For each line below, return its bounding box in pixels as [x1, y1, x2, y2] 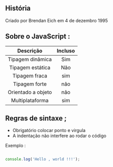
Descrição [17, 47, 43, 54]
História [5, 4, 31, 13]
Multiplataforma [11, 97, 49, 104]
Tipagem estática [9, 64, 50, 71]
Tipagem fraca [12, 72, 47, 79]
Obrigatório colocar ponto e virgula [12, 128, 86, 134]
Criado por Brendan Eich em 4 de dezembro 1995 [5, 17, 108, 23]
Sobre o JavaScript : [5, 32, 71, 41]
